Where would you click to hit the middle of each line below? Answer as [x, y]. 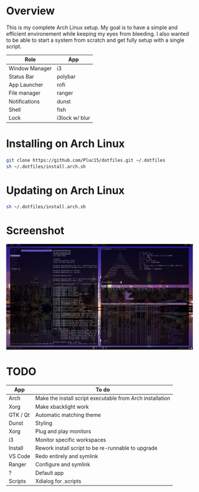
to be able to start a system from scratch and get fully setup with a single [95, 40]
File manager [25, 93]
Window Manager [30, 68]
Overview [31, 11]
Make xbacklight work [62, 406]
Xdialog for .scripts [58, 481]
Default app [49, 473]
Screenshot [35, 231]
